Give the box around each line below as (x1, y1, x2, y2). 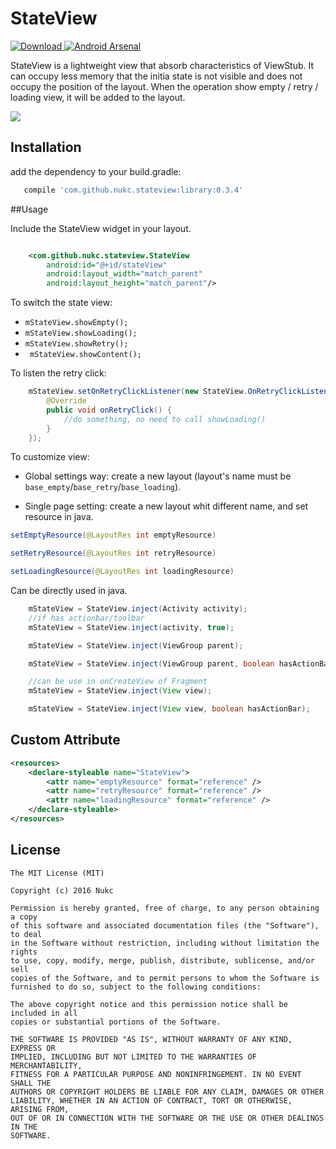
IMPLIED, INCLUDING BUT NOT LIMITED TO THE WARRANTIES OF (10, 1052, 257, 1062)
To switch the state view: (10, 297, 113, 309)
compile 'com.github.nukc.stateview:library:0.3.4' (23, 185, 244, 195)
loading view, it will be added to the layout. (10, 91, 186, 103)
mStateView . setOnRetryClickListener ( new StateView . (28, 387, 248, 397)
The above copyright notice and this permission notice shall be (10, 999, 288, 1009)
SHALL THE (10, 1078, 52, 1088)
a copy (10, 912, 38, 922)
